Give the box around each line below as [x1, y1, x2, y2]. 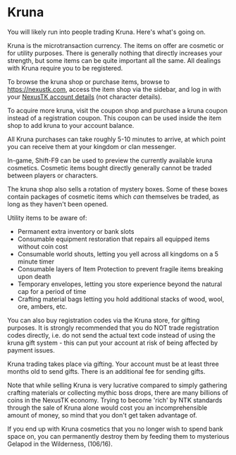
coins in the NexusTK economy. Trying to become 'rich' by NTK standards [7, 396, 223, 404]
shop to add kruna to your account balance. [7, 121, 135, 129]
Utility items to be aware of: [7, 213, 87, 222]
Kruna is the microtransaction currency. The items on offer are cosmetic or [7, 41, 224, 49]
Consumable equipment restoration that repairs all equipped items [17, 235, 210, 243]
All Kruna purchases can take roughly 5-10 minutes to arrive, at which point [7, 135, 226, 143]
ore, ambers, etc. [17, 302, 68, 311]
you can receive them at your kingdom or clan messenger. [7, 142, 176, 150]
